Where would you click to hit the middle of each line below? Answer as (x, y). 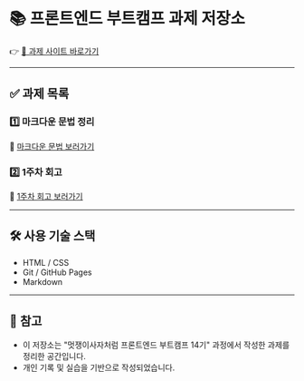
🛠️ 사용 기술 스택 (52, 236)
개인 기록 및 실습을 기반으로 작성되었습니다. (99, 367)
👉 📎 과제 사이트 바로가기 (54, 51)
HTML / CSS (46, 262)
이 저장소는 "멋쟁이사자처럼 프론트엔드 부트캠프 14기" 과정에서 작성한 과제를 (156, 345)
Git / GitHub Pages (57, 272)
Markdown (43, 281)
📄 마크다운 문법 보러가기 (52, 146)
